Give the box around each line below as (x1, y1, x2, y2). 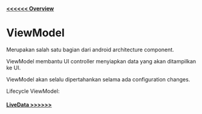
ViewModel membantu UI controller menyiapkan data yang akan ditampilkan (6, 57, 197, 65)
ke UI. (6, 64, 21, 71)
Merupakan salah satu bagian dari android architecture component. (6, 46, 174, 53)
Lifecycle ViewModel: (6, 87, 60, 95)
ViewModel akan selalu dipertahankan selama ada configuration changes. (6, 75, 191, 83)
